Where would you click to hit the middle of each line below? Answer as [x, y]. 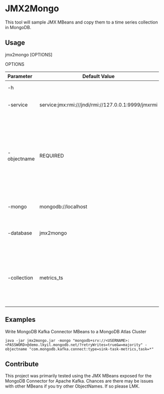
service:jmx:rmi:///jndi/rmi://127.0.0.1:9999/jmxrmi [98, 105]
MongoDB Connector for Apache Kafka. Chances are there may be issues [79, 381]
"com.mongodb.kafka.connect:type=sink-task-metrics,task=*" [91, 349]
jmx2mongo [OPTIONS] [29, 54]
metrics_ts [51, 278]
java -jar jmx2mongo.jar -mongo [38, 341]
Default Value [98, 76]
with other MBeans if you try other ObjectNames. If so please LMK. [72, 386]
